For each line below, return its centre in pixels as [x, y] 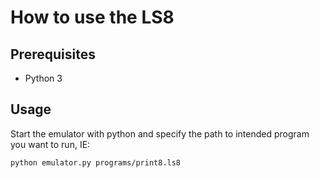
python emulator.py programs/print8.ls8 [96, 162]
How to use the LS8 [92, 17]
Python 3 [43, 78]
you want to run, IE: [50, 144]
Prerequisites [53, 54]
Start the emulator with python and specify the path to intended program [160, 133]
